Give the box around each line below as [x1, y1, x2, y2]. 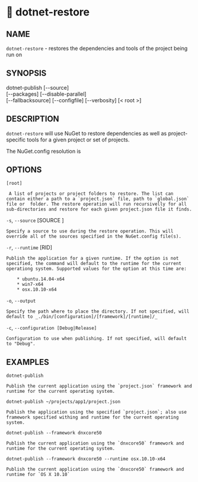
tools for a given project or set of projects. [27, 136, 130, 143]
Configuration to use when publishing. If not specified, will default [6, 336, 187, 342]
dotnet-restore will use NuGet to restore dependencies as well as [6, 130, 167, 137]
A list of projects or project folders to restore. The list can [8, 191, 174, 197]
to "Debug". [6, 341, 36, 347]
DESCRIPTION [6, 114, 59, 124]
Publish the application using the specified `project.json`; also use [6, 409, 187, 415]
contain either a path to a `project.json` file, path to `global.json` [6, 196, 190, 202]
